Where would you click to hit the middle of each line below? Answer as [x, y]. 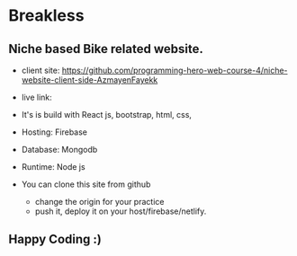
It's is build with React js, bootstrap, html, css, [107, 115]
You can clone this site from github [86, 184]
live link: [37, 97]
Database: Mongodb [59, 150]
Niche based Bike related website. [106, 49]
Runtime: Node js [54, 167]
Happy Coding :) [55, 239]
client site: [40, 70]
